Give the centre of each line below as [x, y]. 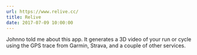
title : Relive [24, 17]
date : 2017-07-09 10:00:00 [40, 22]
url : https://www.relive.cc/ [42, 12]
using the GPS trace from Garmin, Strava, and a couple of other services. [96, 46]
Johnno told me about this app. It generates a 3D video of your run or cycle [99, 40]
